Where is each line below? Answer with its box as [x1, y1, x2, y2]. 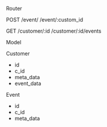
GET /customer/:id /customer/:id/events [6, 27, 102, 34]
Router [6, 5, 22, 12]
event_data [14, 80, 42, 87]
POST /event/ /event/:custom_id [6, 16, 84, 23]
